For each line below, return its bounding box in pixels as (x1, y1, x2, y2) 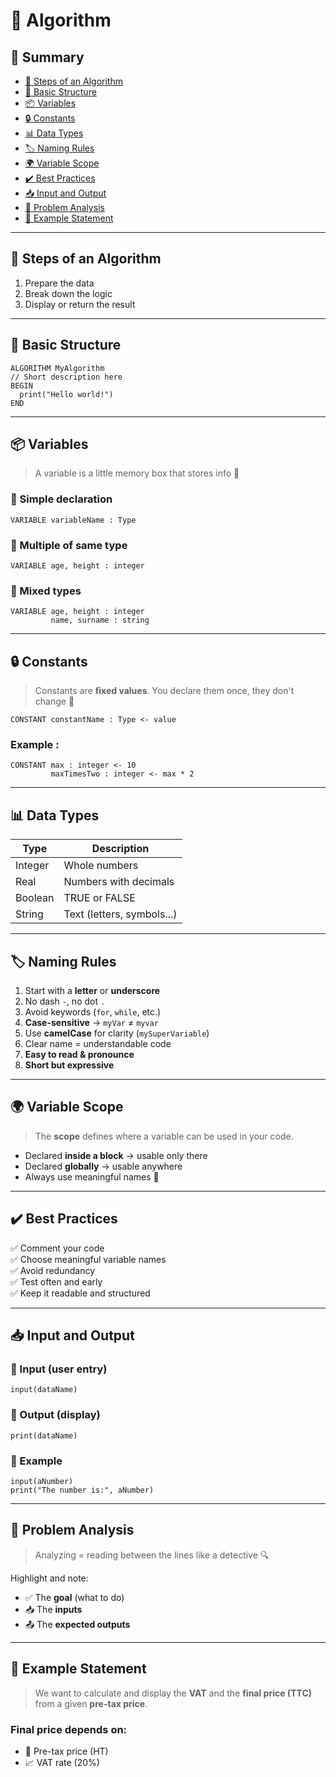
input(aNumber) (10, 1476, 74, 1486)
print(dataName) (10, 1430, 78, 1441)
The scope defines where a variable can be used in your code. (34, 1130, 294, 1142)
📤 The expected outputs (24, 1618, 131, 1630)
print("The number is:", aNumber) (10, 1485, 155, 1495)
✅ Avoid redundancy (10, 1264, 96, 1276)
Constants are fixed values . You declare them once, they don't (34, 685, 295, 697)
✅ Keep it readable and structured (10, 1287, 151, 1299)
